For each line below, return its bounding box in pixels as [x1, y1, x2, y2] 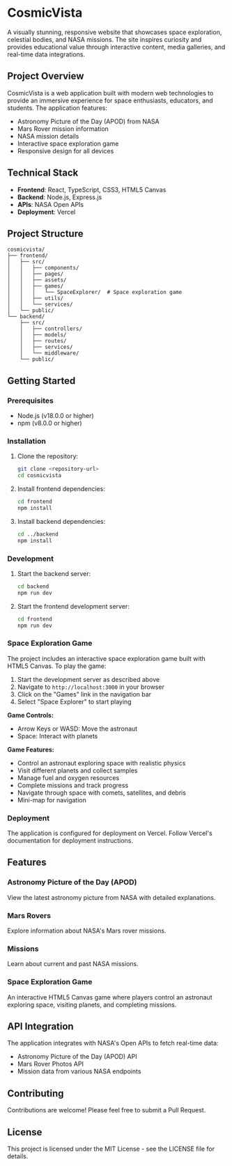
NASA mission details [17, 132, 79, 140]
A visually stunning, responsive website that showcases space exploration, [7, 28, 222, 36]
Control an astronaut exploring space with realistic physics [17, 759, 186, 767]
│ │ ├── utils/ [7, 295, 64, 302]
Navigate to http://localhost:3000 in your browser [17, 683, 165, 691]
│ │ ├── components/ [7, 265, 79, 272]
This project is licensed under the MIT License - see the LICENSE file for [7, 1144, 215, 1153]
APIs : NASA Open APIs [17, 200, 84, 208]
